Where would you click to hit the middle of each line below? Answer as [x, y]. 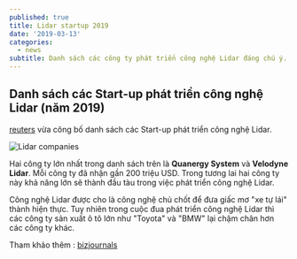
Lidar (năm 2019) [57, 108]
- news [29, 50]
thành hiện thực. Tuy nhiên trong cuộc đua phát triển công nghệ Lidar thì [142, 209]
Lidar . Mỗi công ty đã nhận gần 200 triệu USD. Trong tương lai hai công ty [145, 172]
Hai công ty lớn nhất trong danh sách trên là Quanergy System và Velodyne [149, 164]
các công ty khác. [42, 227]
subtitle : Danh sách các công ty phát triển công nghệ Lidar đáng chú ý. [148, 58]
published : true [39, 17]
